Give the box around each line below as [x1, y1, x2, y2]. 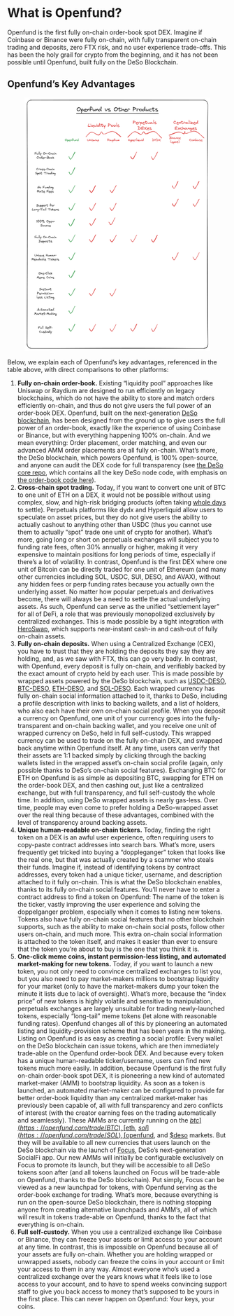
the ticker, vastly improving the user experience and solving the [17, 900, 200, 908]
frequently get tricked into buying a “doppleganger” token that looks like [17, 848, 226, 856]
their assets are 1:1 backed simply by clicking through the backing [17, 751, 207, 760]
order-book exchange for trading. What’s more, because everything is [17, 1190, 219, 1199]
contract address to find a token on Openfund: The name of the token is [17, 892, 225, 901]
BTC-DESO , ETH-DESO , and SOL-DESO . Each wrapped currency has [17, 684, 215, 692]
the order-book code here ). [17, 475, 96, 484]
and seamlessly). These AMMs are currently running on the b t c [17, 1116, 200, 1124]
